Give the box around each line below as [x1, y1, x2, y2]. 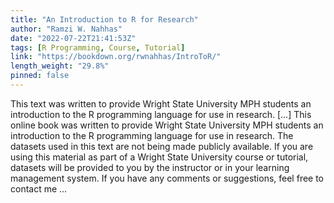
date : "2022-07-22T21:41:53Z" [10, 33, 137, 43]
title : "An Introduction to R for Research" [10, 14, 199, 25]
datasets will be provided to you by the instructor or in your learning [10, 161, 290, 173]
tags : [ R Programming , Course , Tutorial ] [10, 42, 186, 53]
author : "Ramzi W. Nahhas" [10, 24, 123, 34]
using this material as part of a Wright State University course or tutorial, [10, 151, 309, 163]
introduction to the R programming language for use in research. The [10, 129, 294, 141]
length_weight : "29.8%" [10, 61, 110, 71]
